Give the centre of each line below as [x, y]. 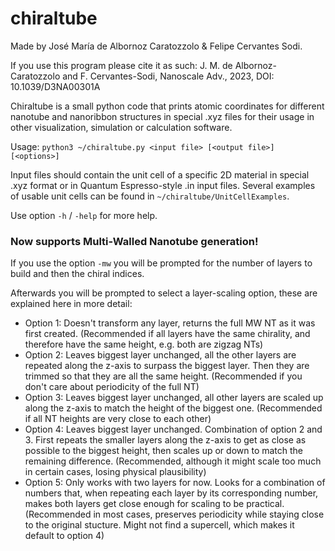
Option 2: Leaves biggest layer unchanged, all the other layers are [160, 355]
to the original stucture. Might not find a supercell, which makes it [159, 525]
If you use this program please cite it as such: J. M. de [121, 65]
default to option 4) [64, 536]
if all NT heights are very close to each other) [118, 419]
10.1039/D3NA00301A [55, 86]
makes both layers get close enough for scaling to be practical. [154, 504]
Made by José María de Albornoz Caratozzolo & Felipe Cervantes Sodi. [156, 46]
